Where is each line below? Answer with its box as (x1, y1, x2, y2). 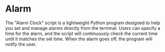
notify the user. (5, 41, 37, 47)
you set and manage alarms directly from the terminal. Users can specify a (5, 25, 160, 31)
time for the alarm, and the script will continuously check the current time (5, 30, 158, 36)
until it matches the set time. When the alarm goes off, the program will (5, 36, 153, 42)
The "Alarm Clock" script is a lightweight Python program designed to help (5, 20, 160, 26)
